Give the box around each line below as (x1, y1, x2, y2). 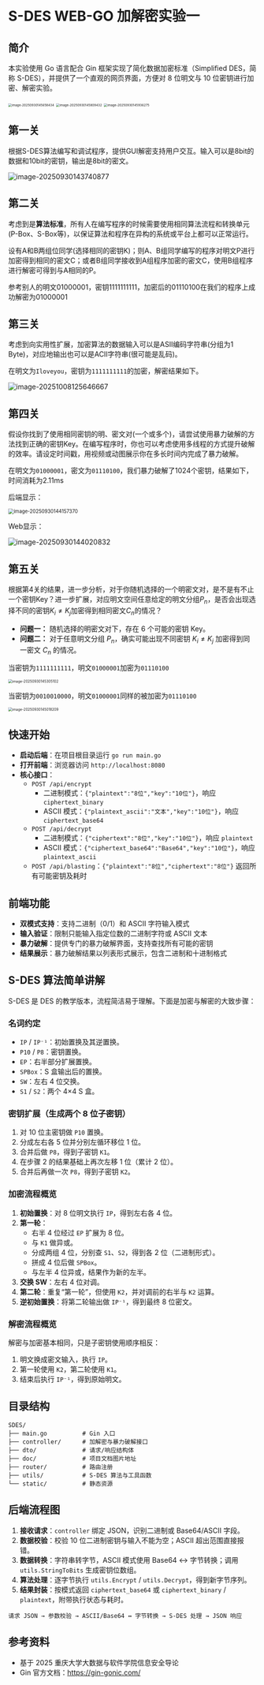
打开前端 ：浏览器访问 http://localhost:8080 (19, 760, 165, 770)
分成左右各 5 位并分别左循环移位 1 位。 (19, 1138, 146, 1147)
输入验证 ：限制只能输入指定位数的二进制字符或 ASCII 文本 (19, 928, 208, 939)
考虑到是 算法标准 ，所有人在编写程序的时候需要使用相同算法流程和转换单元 (8, 219, 250, 229)
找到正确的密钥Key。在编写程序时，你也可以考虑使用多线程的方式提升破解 (14, 439, 255, 449)
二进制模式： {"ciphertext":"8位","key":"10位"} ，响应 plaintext (43, 833, 254, 842)
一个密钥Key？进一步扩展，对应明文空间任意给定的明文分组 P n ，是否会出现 (8, 595, 250, 606)
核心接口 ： (19, 770, 55, 779)
